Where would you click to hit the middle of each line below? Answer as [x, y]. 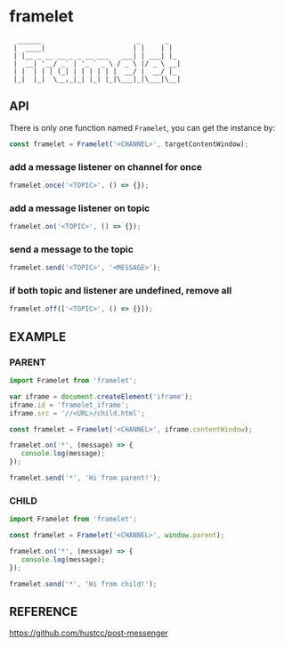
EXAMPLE [38, 337]
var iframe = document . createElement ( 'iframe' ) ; [101, 396]
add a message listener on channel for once [106, 166]
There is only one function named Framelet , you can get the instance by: [142, 127]
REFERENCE [44, 611]
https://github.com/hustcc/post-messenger [89, 633]
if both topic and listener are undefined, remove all [121, 291]
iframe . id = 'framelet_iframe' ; [69, 405]
